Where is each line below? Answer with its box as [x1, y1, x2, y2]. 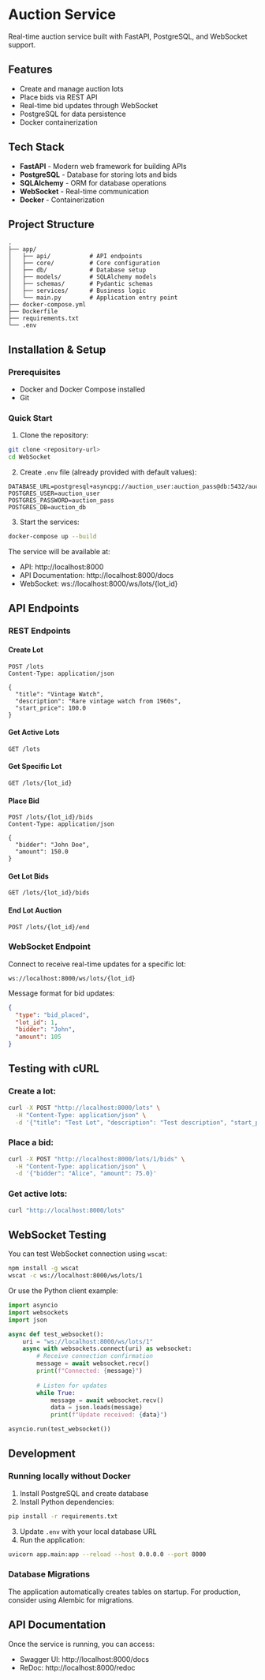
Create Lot [8, 645, 43, 654]
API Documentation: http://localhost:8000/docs [19, 570, 174, 579]
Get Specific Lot [8, 762, 62, 771]
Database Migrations [8, 1569, 91, 1580]
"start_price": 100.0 [15, 704, 87, 712]
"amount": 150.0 [15, 848, 69, 856]
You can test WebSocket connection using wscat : [8, 1249, 168, 1258]
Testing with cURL [8, 1062, 100, 1075]
